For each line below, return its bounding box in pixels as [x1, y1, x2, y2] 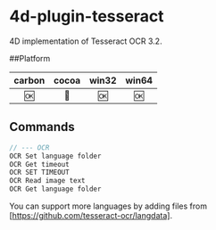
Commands [9, 119, 76, 135]
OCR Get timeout [9, 160, 70, 168]
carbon [13, 74, 46, 86]
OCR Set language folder [9, 152, 102, 160]
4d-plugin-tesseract [9, 6, 164, 27]
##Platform [9, 53, 51, 63]
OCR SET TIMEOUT [9, 168, 70, 177]
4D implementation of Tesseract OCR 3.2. [9, 36, 162, 46]
